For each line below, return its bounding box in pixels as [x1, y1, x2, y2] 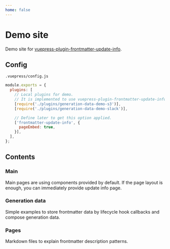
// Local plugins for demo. [14, 92, 73, 97]
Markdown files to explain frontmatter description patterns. [5, 238, 128, 244]
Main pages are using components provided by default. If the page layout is [5, 179, 163, 185]
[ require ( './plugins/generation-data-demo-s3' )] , [14, 102, 121, 107]
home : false [5, 7, 30, 13]
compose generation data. [5, 214, 60, 220]
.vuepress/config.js [5, 74, 49, 79]
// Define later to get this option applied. [14, 115, 112, 120]
